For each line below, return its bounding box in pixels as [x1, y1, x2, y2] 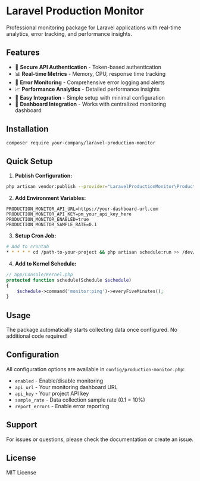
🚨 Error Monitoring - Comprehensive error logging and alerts [14, 79, 165, 86]
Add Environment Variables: [14, 195, 86, 202]
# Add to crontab [6, 243, 49, 250]
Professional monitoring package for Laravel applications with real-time [6, 24, 182, 31]
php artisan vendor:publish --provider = [6, 184, 108, 190]
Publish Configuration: [14, 172, 73, 180]
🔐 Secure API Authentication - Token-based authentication [14, 63, 162, 70]
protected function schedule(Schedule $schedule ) [6, 277, 132, 283]
